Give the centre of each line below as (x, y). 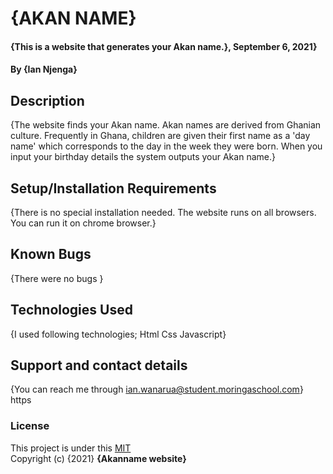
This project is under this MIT (71, 448)
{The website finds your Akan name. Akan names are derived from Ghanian (166, 125)
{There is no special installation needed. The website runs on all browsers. (163, 212)
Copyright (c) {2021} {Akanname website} (98, 458)
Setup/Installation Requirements (113, 188)
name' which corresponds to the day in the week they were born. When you (166, 146)
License (30, 426)
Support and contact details (99, 365)
